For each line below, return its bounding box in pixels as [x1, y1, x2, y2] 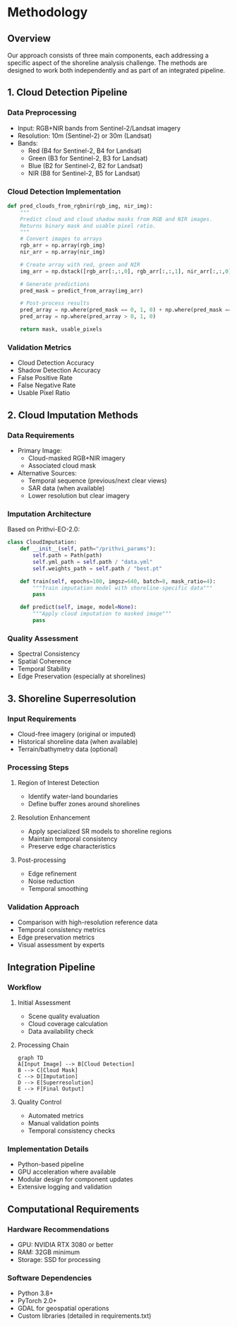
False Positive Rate [17, 374, 73, 382]
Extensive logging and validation [17, 1183, 112, 1191]
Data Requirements [7, 430, 75, 440]
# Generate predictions [20, 281, 90, 288]
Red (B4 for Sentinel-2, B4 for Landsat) [28, 146, 142, 155]
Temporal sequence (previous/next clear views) [28, 476, 167, 485]
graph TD [17, 1054, 44, 1062]
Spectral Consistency [17, 649, 80, 658]
